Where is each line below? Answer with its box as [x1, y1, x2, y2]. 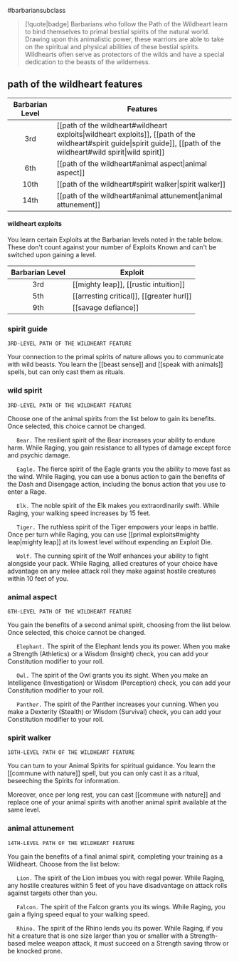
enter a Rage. [7, 487, 47, 496]
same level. [7, 805, 41, 814]
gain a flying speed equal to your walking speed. [7, 910, 150, 919]
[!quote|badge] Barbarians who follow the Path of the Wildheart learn [24, 20, 228, 28]
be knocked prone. [7, 946, 63, 955]
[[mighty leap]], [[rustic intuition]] [72, 279, 186, 289]
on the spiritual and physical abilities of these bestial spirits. [24, 43, 201, 51]
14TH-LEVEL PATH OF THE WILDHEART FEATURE [7, 839, 135, 847]
